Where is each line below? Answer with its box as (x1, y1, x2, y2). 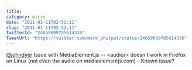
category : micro (6, 14, 46, 20)
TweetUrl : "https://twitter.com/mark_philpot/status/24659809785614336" (6, 35, 187, 41)
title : (6, 8, 22, 14)
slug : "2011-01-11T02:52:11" (6, 24, 77, 31)
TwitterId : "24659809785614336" (6, 30, 85, 36)
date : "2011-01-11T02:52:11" (6, 19, 77, 25)
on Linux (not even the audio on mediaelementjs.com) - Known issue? (6, 57, 174, 64)
